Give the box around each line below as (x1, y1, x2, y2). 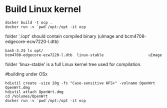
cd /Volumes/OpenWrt (5, 93, 48, 98)
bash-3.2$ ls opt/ (5, 48, 43, 53)
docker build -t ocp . (5, 20, 52, 25)
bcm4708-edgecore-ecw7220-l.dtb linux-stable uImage (5, 52, 162, 57)
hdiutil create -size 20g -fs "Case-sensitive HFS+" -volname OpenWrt (5, 80, 155, 85)
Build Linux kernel (5, 3, 81, 15)
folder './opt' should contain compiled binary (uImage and (5, 33, 124, 39)
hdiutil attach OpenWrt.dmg (5, 89, 64, 94)
